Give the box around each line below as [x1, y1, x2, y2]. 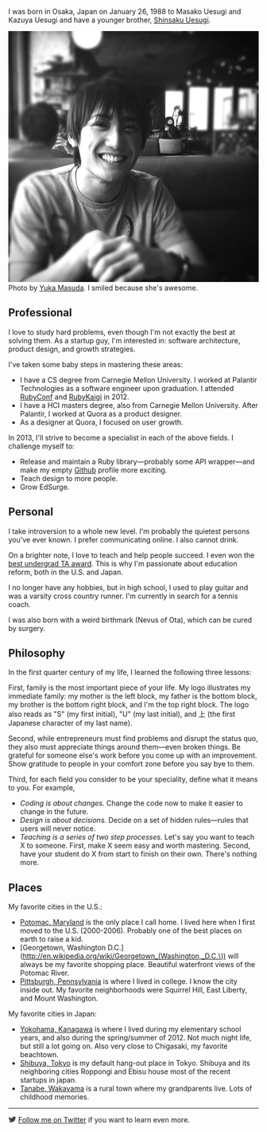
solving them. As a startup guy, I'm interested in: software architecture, [8, 335, 241, 345]
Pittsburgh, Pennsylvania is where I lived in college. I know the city [19, 977, 238, 986]
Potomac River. [19, 968, 70, 978]
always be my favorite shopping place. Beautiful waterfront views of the [19, 960, 256, 969]
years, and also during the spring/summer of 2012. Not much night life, [19, 1033, 252, 1043]
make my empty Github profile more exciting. [19, 465, 168, 475]
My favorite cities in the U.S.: [8, 902, 103, 911]
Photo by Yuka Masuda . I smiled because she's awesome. [8, 283, 199, 292]
